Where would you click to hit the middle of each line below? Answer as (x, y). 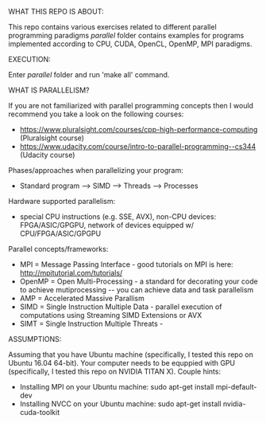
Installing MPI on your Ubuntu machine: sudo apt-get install (117, 387)
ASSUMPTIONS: (35, 339)
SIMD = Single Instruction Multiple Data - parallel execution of (121, 307)
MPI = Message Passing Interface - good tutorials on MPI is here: (126, 264)
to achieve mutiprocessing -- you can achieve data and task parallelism (137, 290)
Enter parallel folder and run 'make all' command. (89, 74)
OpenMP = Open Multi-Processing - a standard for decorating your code (139, 281)
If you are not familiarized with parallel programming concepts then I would (131, 106)
